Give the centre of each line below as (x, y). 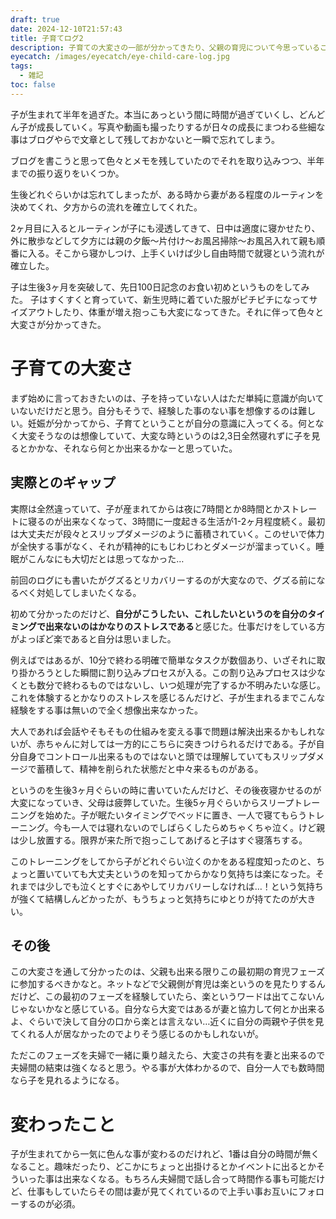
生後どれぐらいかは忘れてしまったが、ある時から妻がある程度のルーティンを (167, 194)
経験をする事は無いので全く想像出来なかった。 (106, 710)
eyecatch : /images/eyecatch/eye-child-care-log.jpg (120, 57)
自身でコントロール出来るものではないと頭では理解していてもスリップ (163, 756)
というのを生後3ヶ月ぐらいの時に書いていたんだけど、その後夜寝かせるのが (166, 790)
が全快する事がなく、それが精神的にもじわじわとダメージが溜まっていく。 (163, 546)
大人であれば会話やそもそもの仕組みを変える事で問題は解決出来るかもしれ (163, 731)
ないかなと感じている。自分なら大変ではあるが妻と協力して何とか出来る (176, 1009)
